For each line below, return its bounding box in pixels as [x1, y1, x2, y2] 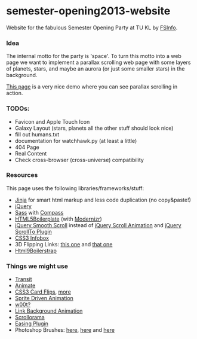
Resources [6, 171, 38, 179]
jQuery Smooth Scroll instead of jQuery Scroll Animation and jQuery [14, 221, 181, 228]
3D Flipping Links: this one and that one [14, 240, 113, 248]
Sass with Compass [14, 209, 64, 216]
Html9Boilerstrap [14, 247, 57, 254]
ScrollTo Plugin [14, 228, 53, 235]
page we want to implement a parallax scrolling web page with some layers [6, 59, 191, 66]
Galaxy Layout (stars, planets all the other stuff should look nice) [14, 124, 174, 132]
